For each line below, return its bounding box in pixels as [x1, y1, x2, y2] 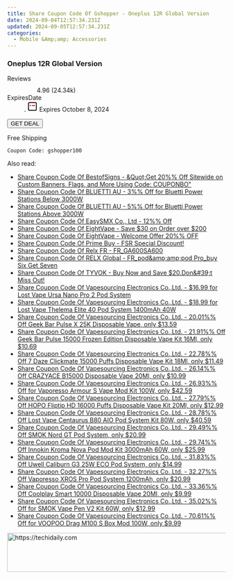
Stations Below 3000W [17, 195, 83, 203]
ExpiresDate [7, 94, 42, 102]
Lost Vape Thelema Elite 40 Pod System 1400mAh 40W [17, 306, 177, 314]
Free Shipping [7, 134, 47, 142]
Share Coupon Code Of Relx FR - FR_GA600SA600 [17, 247, 164, 255]
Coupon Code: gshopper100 [7, 147, 82, 155]
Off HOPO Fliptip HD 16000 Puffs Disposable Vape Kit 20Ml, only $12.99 [17, 401, 224, 410]
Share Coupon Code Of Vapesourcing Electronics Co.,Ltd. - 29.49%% [17, 424, 218, 432]
